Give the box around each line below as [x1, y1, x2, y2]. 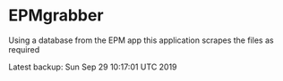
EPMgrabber [8, 5, 104, 26]
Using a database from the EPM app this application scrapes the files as [8, 35, 274, 45]
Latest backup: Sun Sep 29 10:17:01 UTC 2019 [8, 61, 177, 72]
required [8, 44, 40, 54]
